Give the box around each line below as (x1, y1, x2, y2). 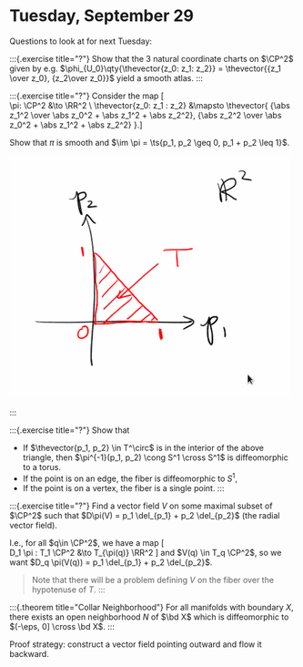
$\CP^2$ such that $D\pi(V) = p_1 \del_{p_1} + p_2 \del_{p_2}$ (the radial (9, 509, 280, 520)
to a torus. (22, 461, 62, 472)
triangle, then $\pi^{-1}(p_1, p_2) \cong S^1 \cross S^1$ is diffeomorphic (22, 452, 288, 463)
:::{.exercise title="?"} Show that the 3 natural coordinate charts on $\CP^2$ (9, 53, 294, 64)
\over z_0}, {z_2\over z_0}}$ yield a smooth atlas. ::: (9, 72, 203, 83)
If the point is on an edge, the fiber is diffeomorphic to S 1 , (22, 471, 238, 484)
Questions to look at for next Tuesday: (9, 36, 153, 46)
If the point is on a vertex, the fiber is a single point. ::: (22, 482, 225, 493)
